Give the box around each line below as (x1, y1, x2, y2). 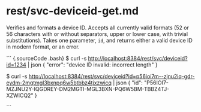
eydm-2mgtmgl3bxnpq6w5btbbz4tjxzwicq (6, 79, 112, 86)
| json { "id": (113, 79, 143, 86)
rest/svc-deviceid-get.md (6, 4, 139, 18)
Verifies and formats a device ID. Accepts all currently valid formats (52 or (6, 24, 189, 31)
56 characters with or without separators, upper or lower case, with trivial (6, 30, 188, 37)
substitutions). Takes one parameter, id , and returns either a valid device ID (6, 37, 193, 44)
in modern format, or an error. (6, 43, 80, 50)
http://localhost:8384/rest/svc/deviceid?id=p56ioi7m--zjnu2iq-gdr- (28, 72, 195, 80)
